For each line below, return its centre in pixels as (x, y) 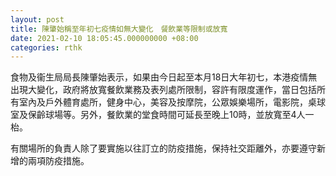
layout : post (37, 19)
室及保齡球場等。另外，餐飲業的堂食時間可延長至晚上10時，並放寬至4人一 (162, 115)
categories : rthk (46, 47)
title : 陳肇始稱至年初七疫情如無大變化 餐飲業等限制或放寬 (119, 29)
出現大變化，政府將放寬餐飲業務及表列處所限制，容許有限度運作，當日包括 (163, 90)
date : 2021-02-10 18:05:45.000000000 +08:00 (104, 38)
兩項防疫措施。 (58, 161)
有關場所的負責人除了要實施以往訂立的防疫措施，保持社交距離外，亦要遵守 (163, 148)
